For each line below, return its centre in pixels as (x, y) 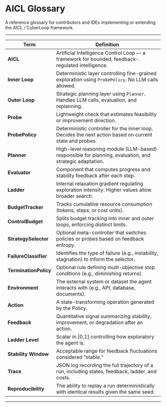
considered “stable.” (80, 357)
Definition (107, 44)
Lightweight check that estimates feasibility (106, 114)
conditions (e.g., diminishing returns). (100, 273)
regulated (67, 65)
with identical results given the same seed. (105, 392)
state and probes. (77, 141)
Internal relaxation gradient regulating (100, 183)
